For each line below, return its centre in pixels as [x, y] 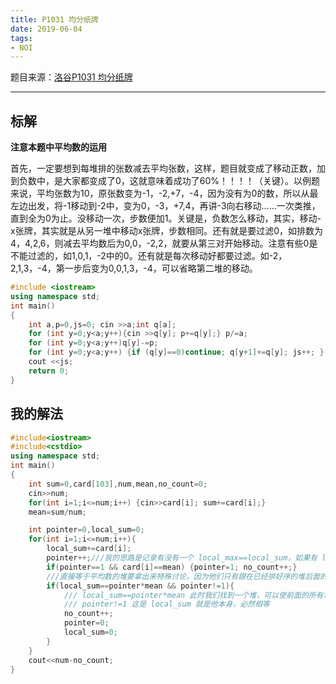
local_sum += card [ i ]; [89, 549]
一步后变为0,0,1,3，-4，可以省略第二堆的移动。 [161, 268]
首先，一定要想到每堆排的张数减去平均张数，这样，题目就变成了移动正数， [163, 168]
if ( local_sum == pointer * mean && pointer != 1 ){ [140, 586]
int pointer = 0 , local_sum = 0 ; [86, 530]
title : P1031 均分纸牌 [54, 19]
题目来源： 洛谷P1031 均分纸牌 [71, 77]
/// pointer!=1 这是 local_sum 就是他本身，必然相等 [166, 604]
